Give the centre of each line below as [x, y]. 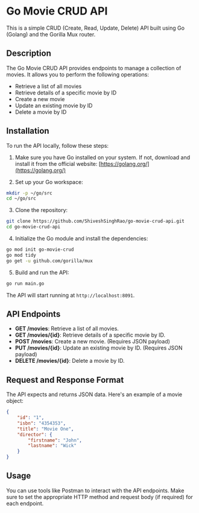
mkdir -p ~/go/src [29, 193]
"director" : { [35, 434]
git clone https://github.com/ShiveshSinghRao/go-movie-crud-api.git [96, 221]
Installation [28, 131]
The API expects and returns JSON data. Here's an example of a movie [94, 394]
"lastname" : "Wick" [52, 446]
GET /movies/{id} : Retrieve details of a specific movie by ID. [90, 335]
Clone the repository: [41, 210]
